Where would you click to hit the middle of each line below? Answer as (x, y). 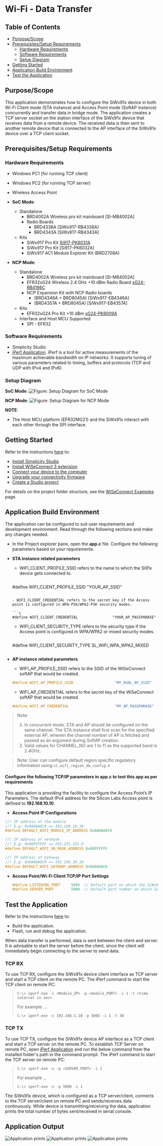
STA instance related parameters (46, 558)
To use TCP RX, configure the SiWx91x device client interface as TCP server (81, 974)
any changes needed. (27, 534)
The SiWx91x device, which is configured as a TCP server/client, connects (80, 1096)
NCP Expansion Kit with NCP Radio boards (69, 292)
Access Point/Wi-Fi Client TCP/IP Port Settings (60, 876)
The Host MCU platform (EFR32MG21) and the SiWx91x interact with (81, 419)
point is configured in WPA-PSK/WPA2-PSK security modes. (72, 604)
